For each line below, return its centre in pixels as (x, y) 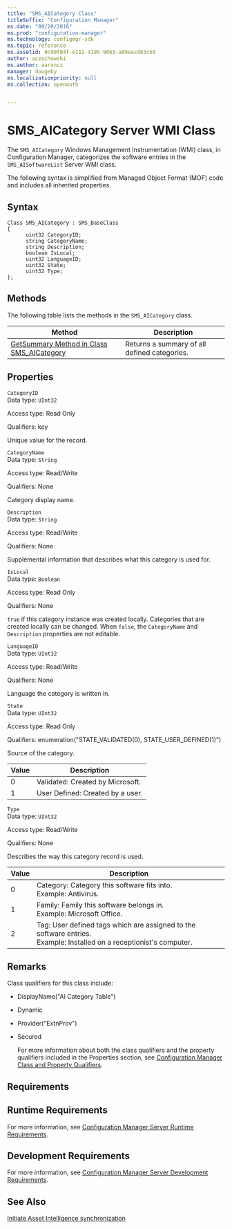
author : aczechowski (37, 59)
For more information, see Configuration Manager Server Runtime (100, 1127)
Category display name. (41, 499)
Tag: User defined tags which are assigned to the (116, 925)
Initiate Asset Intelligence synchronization (66, 1219)
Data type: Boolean (33, 579)
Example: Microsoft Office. (80, 914)
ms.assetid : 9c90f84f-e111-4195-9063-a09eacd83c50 (81, 53)
